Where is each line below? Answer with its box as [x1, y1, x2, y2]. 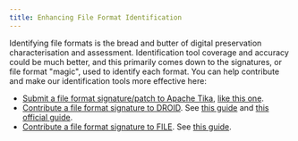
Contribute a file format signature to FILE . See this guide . [21, 121, 233, 132]
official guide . [21, 112, 73, 122]
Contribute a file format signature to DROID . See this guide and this [21, 102, 269, 112]
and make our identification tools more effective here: [9, 75, 208, 86]
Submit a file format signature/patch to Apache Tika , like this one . [21, 93, 264, 104]
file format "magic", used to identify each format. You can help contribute [9, 66, 280, 77]
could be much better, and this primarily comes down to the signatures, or [9, 56, 282, 67]
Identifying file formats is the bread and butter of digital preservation [9, 37, 262, 48]
